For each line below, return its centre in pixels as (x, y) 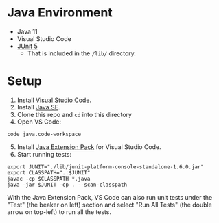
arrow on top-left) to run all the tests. (59, 212)
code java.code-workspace (44, 134)
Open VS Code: (39, 122)
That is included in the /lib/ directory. (81, 53)
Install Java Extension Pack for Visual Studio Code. (89, 147)
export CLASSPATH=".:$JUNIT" (49, 172)
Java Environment (60, 13)
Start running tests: (44, 154)
